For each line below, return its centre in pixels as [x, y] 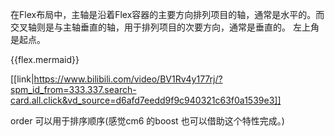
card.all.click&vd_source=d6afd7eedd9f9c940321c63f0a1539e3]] [146, 100]
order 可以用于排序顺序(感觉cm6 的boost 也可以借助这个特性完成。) [147, 121]
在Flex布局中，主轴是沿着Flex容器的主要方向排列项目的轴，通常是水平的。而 [167, 14]
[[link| [22, 79]
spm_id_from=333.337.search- [73, 89]
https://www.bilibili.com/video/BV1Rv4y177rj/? [128, 79]
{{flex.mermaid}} [45, 59]
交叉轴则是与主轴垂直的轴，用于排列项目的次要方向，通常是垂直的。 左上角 [165, 27]
